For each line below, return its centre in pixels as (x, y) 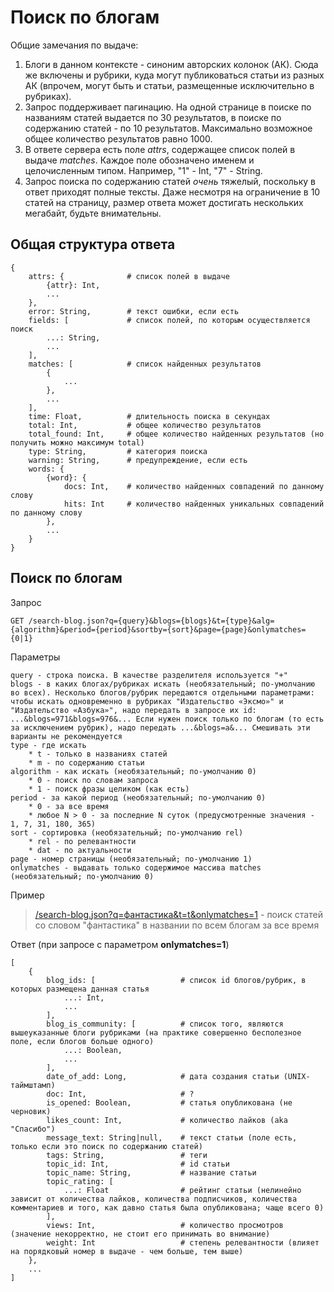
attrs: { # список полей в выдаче (129, 276)
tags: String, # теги (127, 1155)
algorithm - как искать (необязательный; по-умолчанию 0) (133, 771)
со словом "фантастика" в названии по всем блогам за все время (177, 925)
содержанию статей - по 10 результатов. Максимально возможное (168, 128)
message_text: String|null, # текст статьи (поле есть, (172, 1137)
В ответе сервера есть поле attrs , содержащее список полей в (160, 149)
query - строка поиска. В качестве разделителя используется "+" (149, 675)
